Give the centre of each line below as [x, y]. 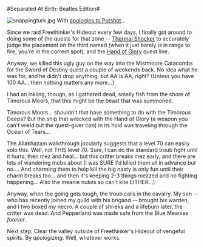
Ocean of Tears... [29, 132]
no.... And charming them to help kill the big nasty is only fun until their [95, 169]
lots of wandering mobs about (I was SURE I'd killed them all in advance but [101, 163]
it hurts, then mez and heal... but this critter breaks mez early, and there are [101, 156]
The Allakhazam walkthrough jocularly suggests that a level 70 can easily [98, 143]
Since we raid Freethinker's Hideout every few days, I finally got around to [100, 32]
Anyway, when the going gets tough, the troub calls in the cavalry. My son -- [103, 194]
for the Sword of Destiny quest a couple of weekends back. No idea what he [102, 70]
